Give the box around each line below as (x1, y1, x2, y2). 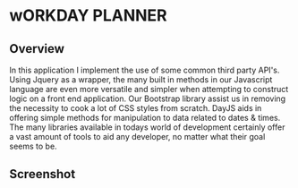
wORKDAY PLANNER (9, 5, 167, 26)
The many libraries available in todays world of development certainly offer (9, 122, 285, 132)
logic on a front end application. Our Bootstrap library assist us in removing (9, 93, 286, 104)
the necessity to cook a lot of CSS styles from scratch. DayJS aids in (9, 103, 262, 113)
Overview (9, 41, 65, 56)
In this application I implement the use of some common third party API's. (9, 64, 280, 75)
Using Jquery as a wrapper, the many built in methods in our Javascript (9, 74, 273, 85)
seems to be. (9, 141, 57, 151)
